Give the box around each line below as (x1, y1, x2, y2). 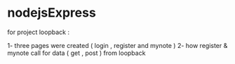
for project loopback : (7, 28, 70, 36)
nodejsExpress (7, 5, 96, 21)
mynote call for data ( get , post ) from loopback (7, 49, 146, 57)
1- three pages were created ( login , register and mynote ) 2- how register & (7, 41, 228, 49)
